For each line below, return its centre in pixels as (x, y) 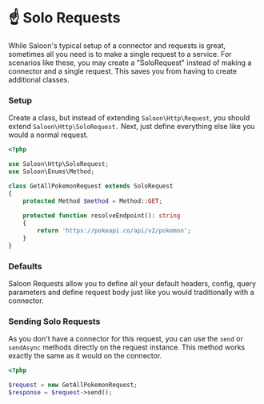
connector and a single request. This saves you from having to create (123, 71)
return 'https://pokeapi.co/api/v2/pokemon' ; (114, 231)
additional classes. (39, 79)
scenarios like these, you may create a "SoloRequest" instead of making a (130, 63)
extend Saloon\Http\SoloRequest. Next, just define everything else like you (132, 127)
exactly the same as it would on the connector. (85, 356)
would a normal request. (48, 135)
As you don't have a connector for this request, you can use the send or (126, 339)
